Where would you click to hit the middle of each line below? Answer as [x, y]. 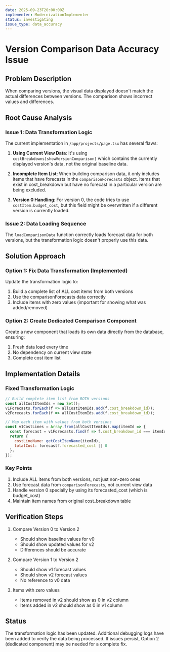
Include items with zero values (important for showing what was [79, 302]
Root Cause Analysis [39, 118]
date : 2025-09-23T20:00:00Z [35, 10]
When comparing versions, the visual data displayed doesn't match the [79, 91]
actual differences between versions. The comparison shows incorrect [79, 96]
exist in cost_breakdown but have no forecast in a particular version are [87, 184]
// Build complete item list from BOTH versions [57, 399]
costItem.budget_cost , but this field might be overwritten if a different [85, 205]
